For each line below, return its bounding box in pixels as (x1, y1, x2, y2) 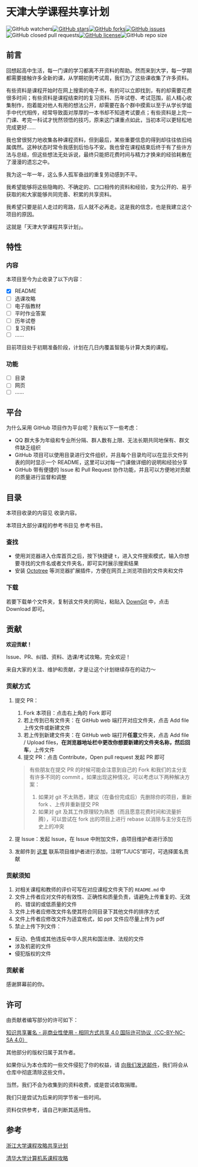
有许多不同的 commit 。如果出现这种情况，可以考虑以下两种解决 (29, 773, 185, 780)
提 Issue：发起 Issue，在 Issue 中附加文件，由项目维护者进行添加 (14, 835, 173, 842)
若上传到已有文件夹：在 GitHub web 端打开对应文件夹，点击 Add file (23, 716, 189, 724)
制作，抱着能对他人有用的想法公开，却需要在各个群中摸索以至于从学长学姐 (11, 101, 192, 109)
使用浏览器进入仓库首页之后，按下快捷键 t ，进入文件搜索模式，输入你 (14, 553, 184, 560)
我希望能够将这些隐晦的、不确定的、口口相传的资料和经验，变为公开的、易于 (6, 183, 192, 190)
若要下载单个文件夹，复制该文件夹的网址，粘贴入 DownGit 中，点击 (6, 598, 170, 605)
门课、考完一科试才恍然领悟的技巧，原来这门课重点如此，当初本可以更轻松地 (6, 116, 192, 123)
